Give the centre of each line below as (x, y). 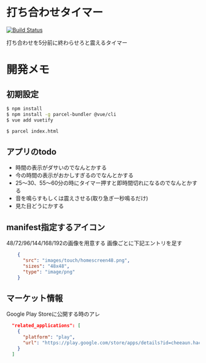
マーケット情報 (35, 298)
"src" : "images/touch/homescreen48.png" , (76, 260)
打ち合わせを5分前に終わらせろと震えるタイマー (67, 42)
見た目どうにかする (40, 206)
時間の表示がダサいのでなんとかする (61, 168)
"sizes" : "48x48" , (46, 266)
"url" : (31, 343)
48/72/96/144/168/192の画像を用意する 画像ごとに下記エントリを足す (94, 243)
